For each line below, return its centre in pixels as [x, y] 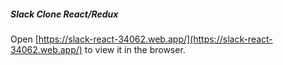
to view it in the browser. [135, 49]
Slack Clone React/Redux [64, 14]
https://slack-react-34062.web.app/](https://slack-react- [155, 39]
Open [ [24, 39]
